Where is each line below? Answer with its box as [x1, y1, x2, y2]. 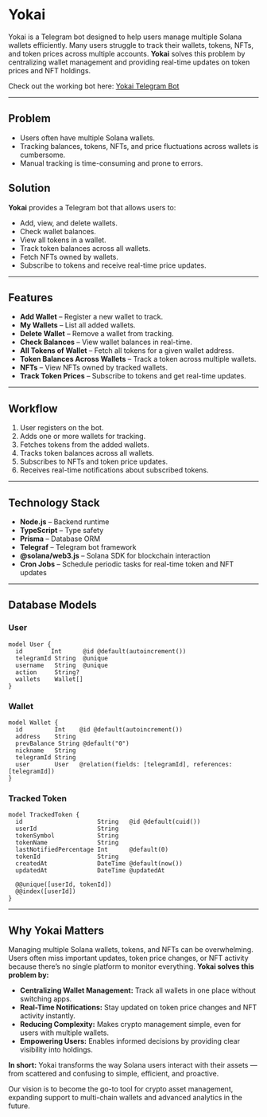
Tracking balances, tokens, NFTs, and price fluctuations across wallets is [19, 141, 259, 151]
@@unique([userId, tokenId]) [15, 880, 112, 889]
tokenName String [15, 839, 119, 847]
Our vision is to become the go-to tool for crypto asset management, [8, 1084, 234, 1094]
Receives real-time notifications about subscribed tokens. [19, 465, 209, 475]
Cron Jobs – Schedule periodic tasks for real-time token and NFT [19, 559, 234, 569]
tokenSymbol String [15, 832, 119, 840]
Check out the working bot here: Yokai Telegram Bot [8, 81, 180, 91]
